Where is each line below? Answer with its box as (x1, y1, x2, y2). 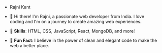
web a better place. (9, 43, 49, 48)
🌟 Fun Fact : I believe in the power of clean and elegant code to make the (9, 37, 157, 43)
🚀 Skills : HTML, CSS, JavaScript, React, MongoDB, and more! (9, 28, 135, 34)
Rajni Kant (9, 4, 31, 10)
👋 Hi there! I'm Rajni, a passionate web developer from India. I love (9, 14, 144, 19)
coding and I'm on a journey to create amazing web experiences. (9, 19, 142, 24)
